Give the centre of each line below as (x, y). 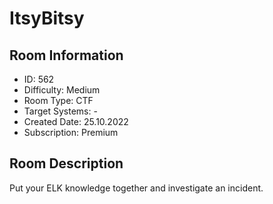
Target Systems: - (60, 111)
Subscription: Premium (71, 132)
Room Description (66, 163)
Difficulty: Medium (62, 90)
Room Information (66, 55)
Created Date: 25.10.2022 (76, 121)
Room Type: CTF (58, 100)
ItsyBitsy (47, 18)
